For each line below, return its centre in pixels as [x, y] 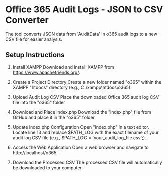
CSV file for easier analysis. [34, 39]
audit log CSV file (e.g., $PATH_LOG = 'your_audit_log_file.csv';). [79, 138]
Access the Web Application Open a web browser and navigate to [81, 147]
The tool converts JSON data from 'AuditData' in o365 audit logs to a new [81, 34]
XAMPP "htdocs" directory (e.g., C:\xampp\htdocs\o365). [72, 87]
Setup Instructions [35, 55]
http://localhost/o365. [35, 153]
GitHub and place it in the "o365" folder [53, 117]
